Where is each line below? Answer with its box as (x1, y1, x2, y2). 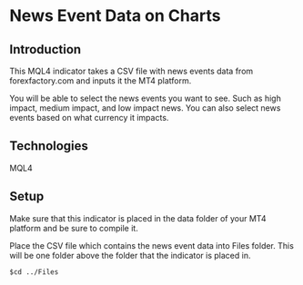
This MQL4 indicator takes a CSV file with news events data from (9, 65, 254, 76)
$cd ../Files (9, 267, 59, 277)
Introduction (9, 42, 82, 57)
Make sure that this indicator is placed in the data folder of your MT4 (9, 212, 267, 223)
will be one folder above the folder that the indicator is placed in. (9, 250, 251, 260)
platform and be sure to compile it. (9, 222, 138, 233)
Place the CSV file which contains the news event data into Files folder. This (9, 240, 294, 251)
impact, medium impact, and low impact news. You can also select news (9, 103, 281, 113)
